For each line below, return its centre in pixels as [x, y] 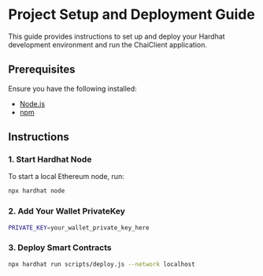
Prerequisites [42, 70]
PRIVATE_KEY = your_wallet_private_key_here [79, 228]
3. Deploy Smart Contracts [60, 248]
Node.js [32, 103]
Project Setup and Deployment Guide [132, 15]
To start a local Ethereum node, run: [66, 177]
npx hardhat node [37, 191]
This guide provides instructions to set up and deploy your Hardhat [117, 36]
